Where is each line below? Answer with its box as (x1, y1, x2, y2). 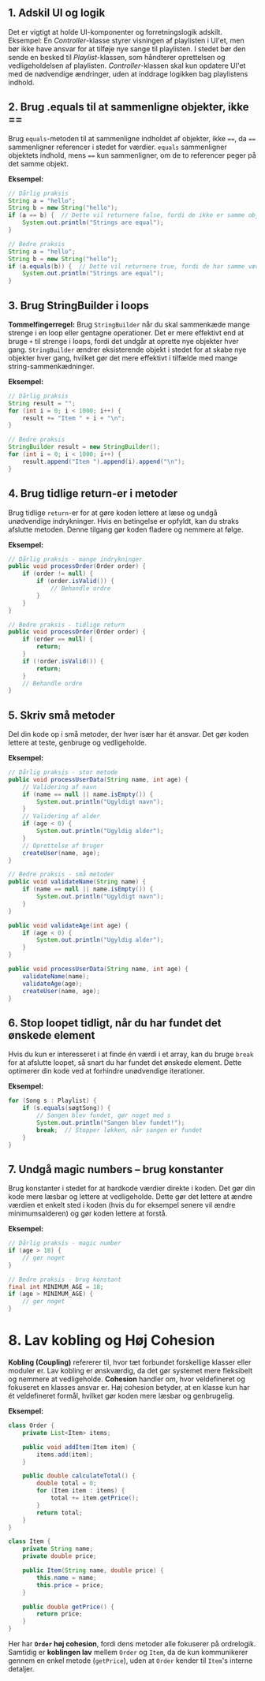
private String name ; (22, 1545, 93, 1553)
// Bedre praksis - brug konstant (8, 1276, 122, 1283)
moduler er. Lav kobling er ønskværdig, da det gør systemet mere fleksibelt (8, 1366, 253, 1375)
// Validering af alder (22, 812, 101, 820)
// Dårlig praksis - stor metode (8, 768, 118, 776)
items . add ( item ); (36, 1451, 93, 1459)
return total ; (36, 1508, 83, 1517)
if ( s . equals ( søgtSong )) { (22, 1104, 111, 1112)
